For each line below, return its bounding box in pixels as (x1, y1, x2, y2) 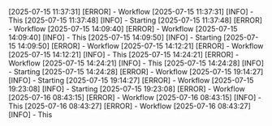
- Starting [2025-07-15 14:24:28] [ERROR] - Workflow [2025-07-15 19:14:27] (8, 67, 264, 76)
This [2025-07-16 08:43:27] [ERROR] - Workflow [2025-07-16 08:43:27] (8, 101, 252, 111)
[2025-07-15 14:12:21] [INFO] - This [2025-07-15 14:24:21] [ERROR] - (8, 50, 240, 59)
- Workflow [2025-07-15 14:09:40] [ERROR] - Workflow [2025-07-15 (8, 24, 238, 33)
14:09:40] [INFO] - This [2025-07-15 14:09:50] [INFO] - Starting (8, 32, 222, 42)
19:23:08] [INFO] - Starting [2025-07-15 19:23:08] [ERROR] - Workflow (8, 84, 245, 94)
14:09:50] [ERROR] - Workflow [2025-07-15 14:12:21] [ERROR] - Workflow (17, 41, 264, 51)
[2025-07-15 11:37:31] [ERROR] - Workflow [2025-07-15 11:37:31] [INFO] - (8, 7, 254, 16)
